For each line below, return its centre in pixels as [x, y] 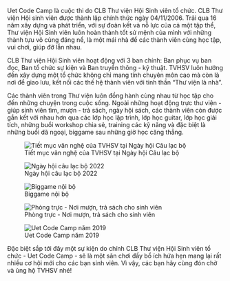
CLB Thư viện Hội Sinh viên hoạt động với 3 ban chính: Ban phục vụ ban [109, 60]
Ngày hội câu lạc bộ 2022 [61, 173]
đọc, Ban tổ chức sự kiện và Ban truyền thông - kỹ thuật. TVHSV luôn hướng [115, 68]
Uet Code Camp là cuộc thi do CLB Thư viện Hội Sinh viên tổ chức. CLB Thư [115, 11]
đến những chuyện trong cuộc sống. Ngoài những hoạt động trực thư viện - [114, 103]
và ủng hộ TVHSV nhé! [40, 270]
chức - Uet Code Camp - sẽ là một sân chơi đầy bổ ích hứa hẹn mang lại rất [114, 256]
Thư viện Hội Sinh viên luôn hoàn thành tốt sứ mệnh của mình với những [109, 32]
